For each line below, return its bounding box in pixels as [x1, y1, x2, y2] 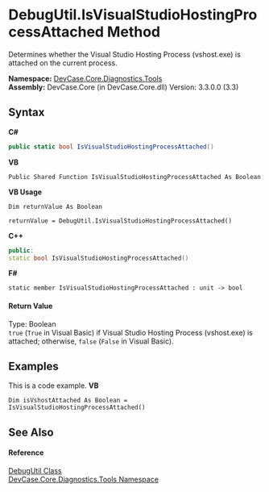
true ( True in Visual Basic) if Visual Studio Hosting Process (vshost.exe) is [8, 327, 254, 337]
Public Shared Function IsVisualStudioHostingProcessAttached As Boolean [8, 173, 262, 181]
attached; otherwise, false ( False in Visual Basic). [8, 336, 175, 346]
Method [107, 23, 161, 41]
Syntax [8, 106, 45, 119]
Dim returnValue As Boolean [8, 202, 103, 211]
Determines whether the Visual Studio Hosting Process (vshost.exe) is [8, 49, 242, 59]
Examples [8, 359, 59, 373]
